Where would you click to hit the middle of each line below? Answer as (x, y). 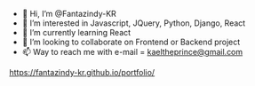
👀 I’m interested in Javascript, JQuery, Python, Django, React (134, 23)
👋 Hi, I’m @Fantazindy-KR (69, 14)
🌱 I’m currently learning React (76, 32)
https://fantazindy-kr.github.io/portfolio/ (82, 72)
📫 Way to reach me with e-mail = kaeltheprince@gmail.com (132, 52)
